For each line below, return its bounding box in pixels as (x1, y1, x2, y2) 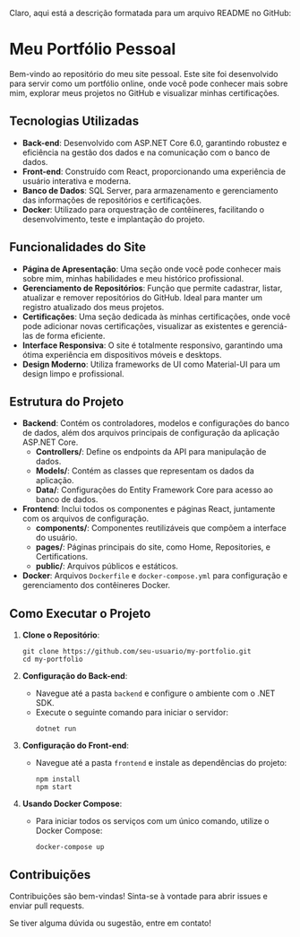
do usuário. (35, 533, 78, 543)
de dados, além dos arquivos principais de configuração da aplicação (21, 428, 280, 438)
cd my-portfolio (21, 655, 83, 664)
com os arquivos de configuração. (21, 513, 150, 524)
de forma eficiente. (35, 330, 106, 341)
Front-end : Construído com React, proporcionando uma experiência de (21, 166, 287, 177)
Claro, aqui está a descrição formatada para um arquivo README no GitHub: (9, 8, 292, 18)
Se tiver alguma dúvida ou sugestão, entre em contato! (9, 918, 212, 928)
